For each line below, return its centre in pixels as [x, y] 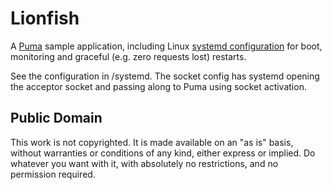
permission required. [53, 174]
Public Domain [56, 118]
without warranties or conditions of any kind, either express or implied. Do [163, 153]
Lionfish [45, 18]
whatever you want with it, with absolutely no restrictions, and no [144, 163]
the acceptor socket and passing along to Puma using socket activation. [158, 86]
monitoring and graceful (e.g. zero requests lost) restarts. [128, 56]
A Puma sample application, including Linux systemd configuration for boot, [166, 46]
